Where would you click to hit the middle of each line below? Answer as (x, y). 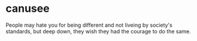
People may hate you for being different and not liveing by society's (89, 25)
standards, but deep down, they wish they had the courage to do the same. (98, 31)
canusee (28, 9)
